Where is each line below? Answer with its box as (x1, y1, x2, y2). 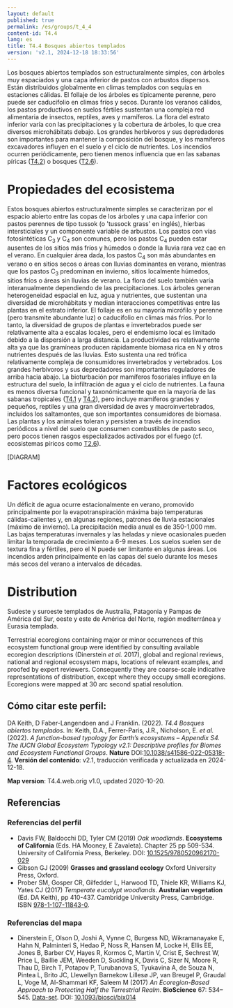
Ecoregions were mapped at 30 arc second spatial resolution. (7, 680, 184, 689)
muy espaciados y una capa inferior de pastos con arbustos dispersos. (7, 75, 211, 84)
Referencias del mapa (7, 918, 82, 928)
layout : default (7, 10, 54, 17)
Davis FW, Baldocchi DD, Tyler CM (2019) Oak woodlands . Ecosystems (17, 834, 223, 842)
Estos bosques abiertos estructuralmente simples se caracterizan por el (7, 204, 214, 213)
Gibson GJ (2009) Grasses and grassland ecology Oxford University (17, 863, 216, 872)
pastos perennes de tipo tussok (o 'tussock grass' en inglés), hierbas (7, 219, 205, 227)
